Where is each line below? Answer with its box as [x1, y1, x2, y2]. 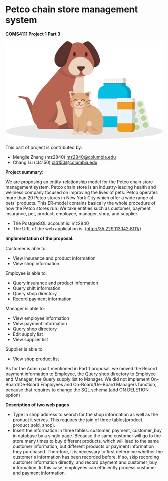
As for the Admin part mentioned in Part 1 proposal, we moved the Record [5, 365, 157, 371]
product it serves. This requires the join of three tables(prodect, [12, 417, 144, 423]
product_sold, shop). [12, 422, 55, 428]
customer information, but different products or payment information [12, 443, 154, 449]
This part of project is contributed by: [5, 144, 83, 150]
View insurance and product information [12, 255, 96, 261]
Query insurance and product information [12, 280, 99, 286]
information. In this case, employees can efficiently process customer [12, 464, 156, 470]
